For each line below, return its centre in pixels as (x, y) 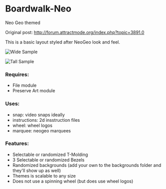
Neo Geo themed (23, 23)
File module (24, 85)
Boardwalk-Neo (38, 9)
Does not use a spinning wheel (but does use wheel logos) (73, 181)
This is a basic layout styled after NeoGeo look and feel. (63, 42)
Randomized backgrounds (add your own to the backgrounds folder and (87, 165)
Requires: (17, 74)
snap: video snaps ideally (38, 115)
